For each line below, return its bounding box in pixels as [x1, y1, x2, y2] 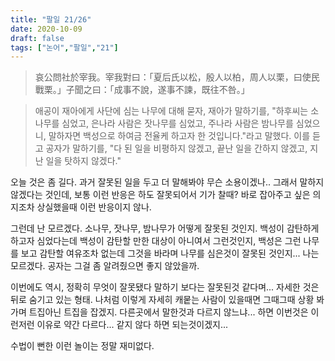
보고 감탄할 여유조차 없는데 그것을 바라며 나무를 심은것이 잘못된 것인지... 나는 [20, 247, 320, 260]
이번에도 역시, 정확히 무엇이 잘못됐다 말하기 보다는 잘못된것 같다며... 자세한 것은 [10, 281, 320, 293]
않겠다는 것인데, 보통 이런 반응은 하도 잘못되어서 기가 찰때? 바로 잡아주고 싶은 [10, 189, 311, 201]
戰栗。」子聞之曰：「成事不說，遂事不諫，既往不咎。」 [34, 84, 250, 96]
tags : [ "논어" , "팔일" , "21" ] [10, 42, 119, 53]
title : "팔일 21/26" [10, 14, 92, 25]
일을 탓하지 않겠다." [45, 155, 122, 167]
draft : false [10, 33, 65, 43]
